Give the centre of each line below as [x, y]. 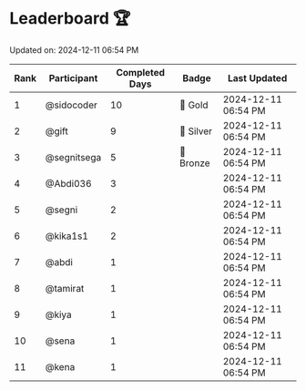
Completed [141, 72]
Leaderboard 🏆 [70, 19]
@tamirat [65, 288]
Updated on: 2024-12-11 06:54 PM [74, 50]
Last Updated [257, 77]
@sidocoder [71, 105]
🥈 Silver [195, 131]
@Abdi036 [69, 183]
